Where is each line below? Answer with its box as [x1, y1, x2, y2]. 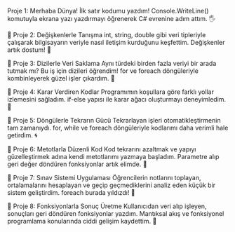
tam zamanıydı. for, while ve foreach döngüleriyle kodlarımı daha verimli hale [7, 123, 229, 132]
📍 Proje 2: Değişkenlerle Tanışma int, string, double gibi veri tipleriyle [7, 31, 206, 39]
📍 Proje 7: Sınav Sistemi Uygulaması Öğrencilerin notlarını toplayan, [7, 174, 201, 182]
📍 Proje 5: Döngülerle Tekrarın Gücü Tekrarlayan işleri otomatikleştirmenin [7, 116, 221, 124]
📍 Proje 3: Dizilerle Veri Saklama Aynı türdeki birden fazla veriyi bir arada [7, 60, 217, 67]
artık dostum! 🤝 [7, 46, 51, 54]
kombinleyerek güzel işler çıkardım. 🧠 [7, 74, 115, 82]
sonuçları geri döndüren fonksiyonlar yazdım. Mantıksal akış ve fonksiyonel [7, 210, 224, 217]
